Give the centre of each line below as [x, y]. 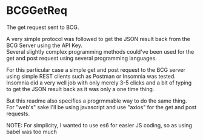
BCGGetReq [37, 11]
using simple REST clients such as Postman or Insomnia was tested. [91, 76]
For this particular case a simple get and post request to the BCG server [96, 69]
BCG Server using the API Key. [45, 45]
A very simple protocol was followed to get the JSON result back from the [98, 39]
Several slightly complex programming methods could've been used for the [100, 51]
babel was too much [32, 132]
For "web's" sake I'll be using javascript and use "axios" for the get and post [101, 107]
